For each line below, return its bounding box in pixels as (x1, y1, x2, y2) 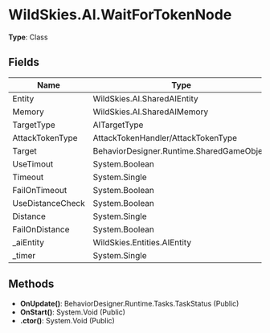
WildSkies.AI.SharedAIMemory (92, 106, 209, 117)
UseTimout (12, 158, 54, 170)
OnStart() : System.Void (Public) (19, 307, 126, 317)
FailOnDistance (12, 224, 70, 235)
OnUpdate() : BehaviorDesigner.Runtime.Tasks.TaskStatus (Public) (19, 298, 239, 308)
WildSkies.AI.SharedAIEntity (92, 92, 198, 104)
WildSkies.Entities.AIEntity (92, 236, 191, 248)
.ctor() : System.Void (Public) (19, 315, 115, 325)
